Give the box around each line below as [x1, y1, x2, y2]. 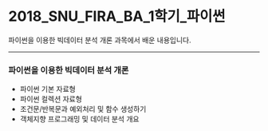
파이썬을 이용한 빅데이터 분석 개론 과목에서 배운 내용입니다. [8, 35, 191, 45]
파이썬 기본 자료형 [19, 85, 76, 94]
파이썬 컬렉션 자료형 [19, 94, 82, 104]
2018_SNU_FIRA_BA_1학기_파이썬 [8, 7, 226, 26]
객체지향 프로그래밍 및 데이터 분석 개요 [19, 114, 140, 124]
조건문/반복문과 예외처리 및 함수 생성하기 [19, 105, 147, 114]
